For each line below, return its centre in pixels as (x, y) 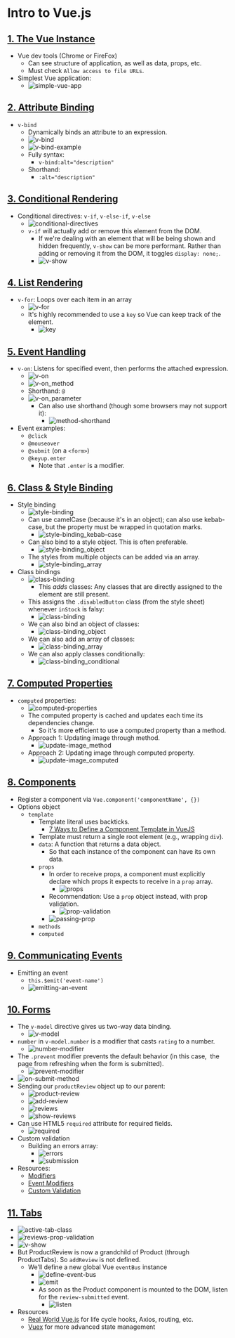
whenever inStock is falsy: (66, 609)
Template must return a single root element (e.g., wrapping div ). (131, 836)
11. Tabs (25, 1213)
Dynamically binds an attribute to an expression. (98, 132)
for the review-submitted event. (84, 1297)
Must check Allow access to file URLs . (86, 71)
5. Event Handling (47, 352)
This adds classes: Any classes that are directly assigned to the (130, 587)
